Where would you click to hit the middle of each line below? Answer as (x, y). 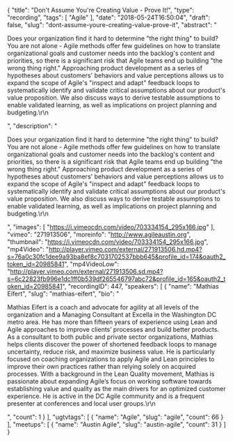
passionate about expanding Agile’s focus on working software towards (110, 381)
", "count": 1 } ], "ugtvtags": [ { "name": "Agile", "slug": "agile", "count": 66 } (115, 417)
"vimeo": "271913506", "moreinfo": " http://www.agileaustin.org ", (99, 234)
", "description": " (32, 126)
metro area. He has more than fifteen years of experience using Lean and (112, 322)
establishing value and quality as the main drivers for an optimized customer (116, 389)
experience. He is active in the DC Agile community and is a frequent (106, 396)
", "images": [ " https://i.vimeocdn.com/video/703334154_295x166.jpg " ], (111, 227)
